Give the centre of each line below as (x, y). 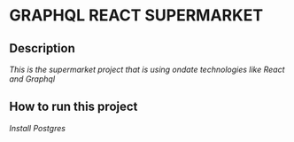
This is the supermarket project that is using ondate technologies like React (147, 69)
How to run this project (73, 107)
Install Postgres (38, 128)
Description (42, 48)
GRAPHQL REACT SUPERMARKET (136, 16)
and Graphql (32, 79)
